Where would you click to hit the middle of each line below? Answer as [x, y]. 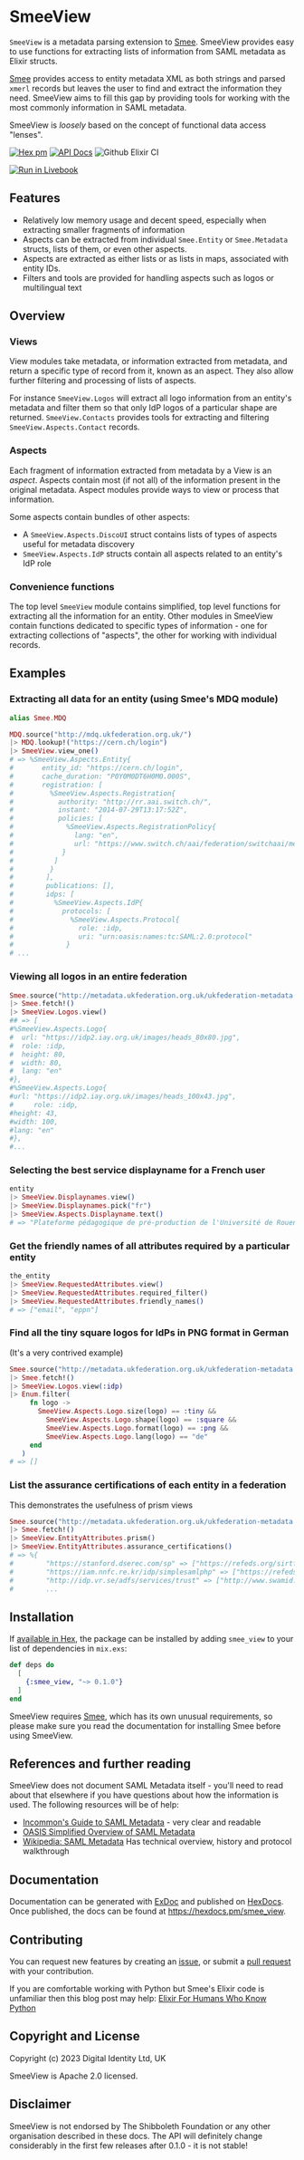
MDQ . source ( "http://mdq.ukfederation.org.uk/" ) [101, 734]
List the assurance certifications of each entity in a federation [148, 1485]
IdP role [37, 563]
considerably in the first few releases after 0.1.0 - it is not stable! [129, 2146]
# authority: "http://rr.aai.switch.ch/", [111, 802]
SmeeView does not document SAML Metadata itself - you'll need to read [146, 1786]
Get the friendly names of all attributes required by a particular [150, 1246]
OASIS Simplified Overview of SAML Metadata [109, 1832]
